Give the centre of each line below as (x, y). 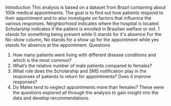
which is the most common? (42, 60)
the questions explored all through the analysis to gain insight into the (85, 93)
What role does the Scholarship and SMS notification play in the (79, 71)
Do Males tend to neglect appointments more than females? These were (88, 87)
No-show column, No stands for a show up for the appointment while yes (82, 40)
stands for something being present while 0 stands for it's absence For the (83, 34)
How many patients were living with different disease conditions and (84, 55)
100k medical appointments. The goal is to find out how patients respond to (84, 13)
